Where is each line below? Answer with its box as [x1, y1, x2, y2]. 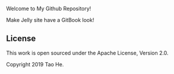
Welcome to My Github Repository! [6, 5, 92, 12]
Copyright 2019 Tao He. [6, 60, 64, 67]
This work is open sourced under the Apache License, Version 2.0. [6, 49, 169, 56]
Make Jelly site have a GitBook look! [6, 17, 95, 23]
